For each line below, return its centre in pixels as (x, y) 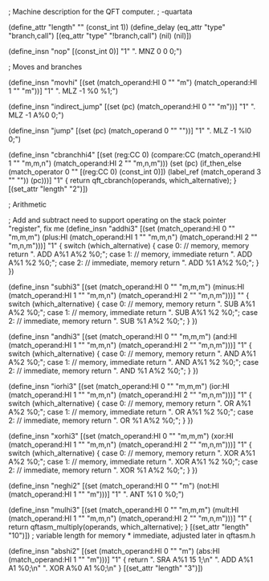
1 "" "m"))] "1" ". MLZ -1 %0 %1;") (63, 91)
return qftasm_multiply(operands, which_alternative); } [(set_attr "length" (128, 527)
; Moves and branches (45, 67)
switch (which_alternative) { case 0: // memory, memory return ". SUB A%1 (132, 304)
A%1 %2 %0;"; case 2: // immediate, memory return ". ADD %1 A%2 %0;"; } (134, 263)
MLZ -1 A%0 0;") (36, 115)
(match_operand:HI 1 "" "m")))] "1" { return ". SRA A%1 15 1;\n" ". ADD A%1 (131, 559)
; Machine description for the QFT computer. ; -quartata (100, 12)
